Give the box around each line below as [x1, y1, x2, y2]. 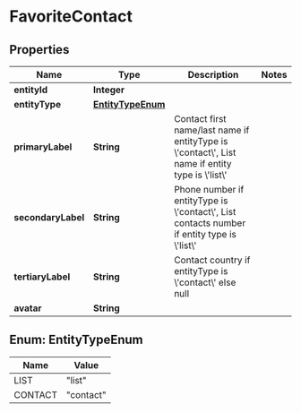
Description [187, 69, 239, 81]
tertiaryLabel [13, 271, 71, 283]
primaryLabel [13, 141, 73, 153]
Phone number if [174, 184, 245, 195]
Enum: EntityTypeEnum [9, 332, 143, 348]
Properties [9, 42, 70, 57]
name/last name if [174, 124, 250, 136]
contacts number [174, 217, 246, 229]
